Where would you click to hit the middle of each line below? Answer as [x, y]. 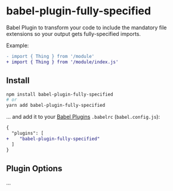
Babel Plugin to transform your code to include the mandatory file [86, 27]
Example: [18, 45]
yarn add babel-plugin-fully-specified [56, 106]
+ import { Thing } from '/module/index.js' [62, 62]
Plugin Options [34, 168]
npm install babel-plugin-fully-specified [60, 94]
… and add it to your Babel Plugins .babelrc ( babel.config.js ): [83, 117]
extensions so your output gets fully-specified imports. [74, 33]
